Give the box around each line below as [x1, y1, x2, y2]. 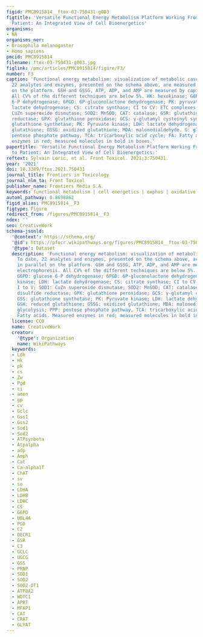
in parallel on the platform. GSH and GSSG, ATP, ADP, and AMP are [17, 262, 190, 268]
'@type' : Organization [17, 335, 74, 341]
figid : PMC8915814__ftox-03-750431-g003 [6, 8, 110, 15]
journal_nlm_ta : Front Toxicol [6, 178, 85, 184]
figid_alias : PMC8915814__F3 [6, 200, 80, 206]
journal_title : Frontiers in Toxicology [6, 172, 110, 178]
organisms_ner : [6, 37, 45, 43]
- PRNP [11, 566, 28, 572]
